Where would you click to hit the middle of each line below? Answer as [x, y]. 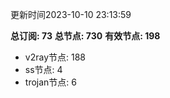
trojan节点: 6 [50, 82]
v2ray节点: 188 [55, 57]
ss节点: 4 [43, 69]
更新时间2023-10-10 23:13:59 [71, 14]
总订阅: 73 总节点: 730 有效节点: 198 [85, 36]
